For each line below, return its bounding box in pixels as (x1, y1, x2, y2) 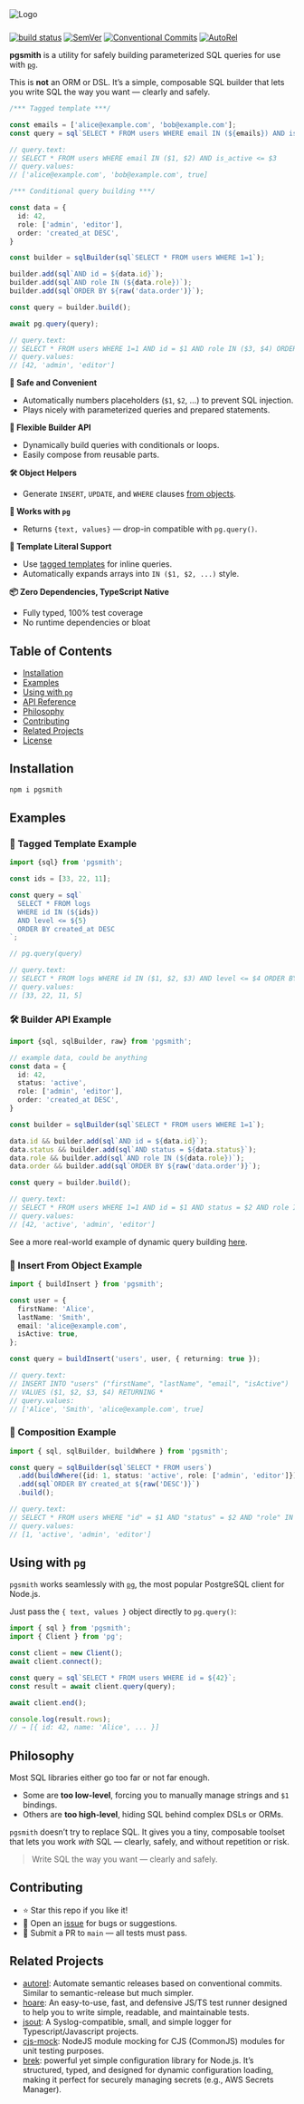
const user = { (9, 1296, 67, 1305)
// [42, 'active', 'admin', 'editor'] (9, 1220, 156, 1229)
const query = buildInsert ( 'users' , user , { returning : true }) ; (9, 1355, 261, 1364)
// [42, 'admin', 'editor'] (9, 361, 116, 370)
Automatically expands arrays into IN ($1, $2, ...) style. (22, 569, 240, 580)
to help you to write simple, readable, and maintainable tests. (22, 2006, 250, 2017)
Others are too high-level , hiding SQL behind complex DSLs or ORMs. (22, 1809, 284, 1820)
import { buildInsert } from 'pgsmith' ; (9, 1280, 165, 1289)
